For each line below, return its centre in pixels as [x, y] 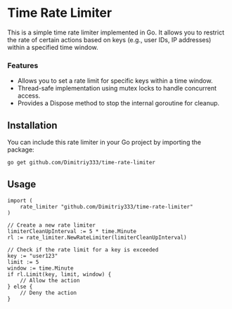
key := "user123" [33, 256]
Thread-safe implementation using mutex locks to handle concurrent [117, 88]
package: [21, 150]
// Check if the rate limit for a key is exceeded [83, 250]
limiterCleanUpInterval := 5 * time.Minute [72, 231]
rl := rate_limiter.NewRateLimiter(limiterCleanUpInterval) [97, 237]
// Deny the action [49, 293]
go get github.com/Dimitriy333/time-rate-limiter [82, 163]
